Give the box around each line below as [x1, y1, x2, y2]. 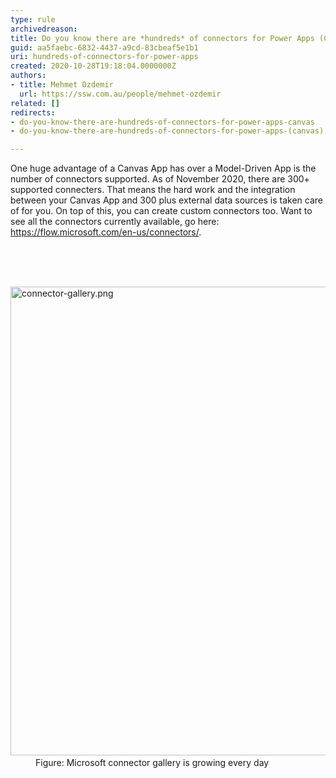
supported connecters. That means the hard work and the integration [10, 184, 296, 196]
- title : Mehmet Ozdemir [10, 80, 114, 90]
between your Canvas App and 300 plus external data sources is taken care [10, 194, 324, 206]
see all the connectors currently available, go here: [10, 216, 220, 228]
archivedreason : [10, 24, 78, 34]
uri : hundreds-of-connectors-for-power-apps [10, 52, 199, 62]
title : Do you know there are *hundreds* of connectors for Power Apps [10, 33, 315, 43]
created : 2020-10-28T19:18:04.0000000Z [10, 61, 177, 71]
